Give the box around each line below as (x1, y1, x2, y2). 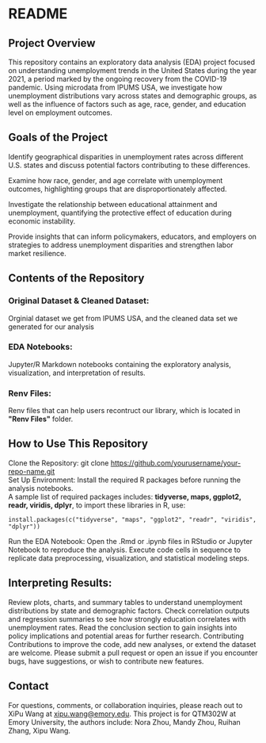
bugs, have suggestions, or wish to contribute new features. (8, 656, 204, 666)
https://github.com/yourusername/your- (110, 458, 241, 468)
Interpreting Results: (8, 576, 112, 590)
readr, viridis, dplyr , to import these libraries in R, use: (8, 500, 186, 510)
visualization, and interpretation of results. (8, 368, 146, 377)
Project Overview (8, 36, 96, 50)
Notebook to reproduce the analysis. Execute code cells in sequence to (8, 545, 241, 554)
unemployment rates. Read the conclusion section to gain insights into (8, 622, 237, 632)
